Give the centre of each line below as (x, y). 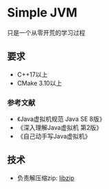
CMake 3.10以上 (39, 83)
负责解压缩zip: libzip (46, 178)
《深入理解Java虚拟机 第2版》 (60, 128)
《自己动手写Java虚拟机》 (54, 137)
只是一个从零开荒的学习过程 (46, 32)
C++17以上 (32, 74)
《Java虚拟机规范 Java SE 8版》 (61, 119)
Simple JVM (42, 13)
